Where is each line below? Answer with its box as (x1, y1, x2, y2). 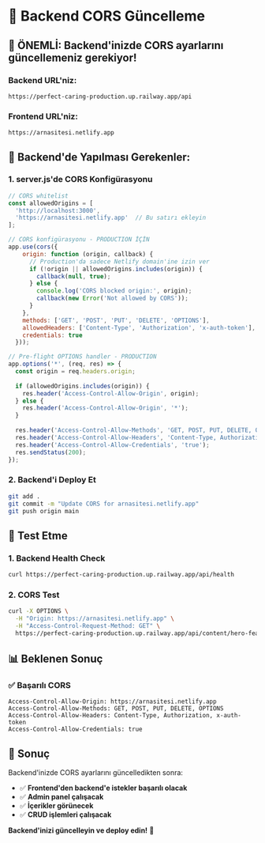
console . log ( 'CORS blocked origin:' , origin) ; (36, 287, 192, 295)
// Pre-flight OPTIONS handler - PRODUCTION (8, 353, 157, 361)
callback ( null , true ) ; (36, 272, 111, 280)
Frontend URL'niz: (8, 111, 79, 122)
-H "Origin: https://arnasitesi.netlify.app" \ (15, 614, 175, 623)
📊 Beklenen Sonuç (8, 652, 103, 666)
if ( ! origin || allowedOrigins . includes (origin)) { (28, 265, 203, 273)
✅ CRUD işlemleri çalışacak (19, 810, 112, 819)
